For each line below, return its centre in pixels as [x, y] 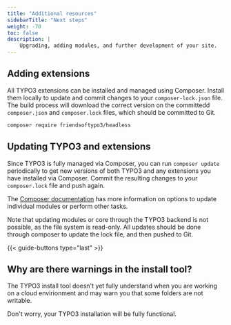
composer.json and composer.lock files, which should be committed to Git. [111, 112]
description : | [29, 39]
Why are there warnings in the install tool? [100, 269]
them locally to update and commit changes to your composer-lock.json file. [115, 98]
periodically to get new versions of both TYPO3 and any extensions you [109, 171]
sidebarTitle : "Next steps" [48, 20]
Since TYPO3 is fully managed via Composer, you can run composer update [113, 163]
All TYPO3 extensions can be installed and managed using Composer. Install [116, 90]
